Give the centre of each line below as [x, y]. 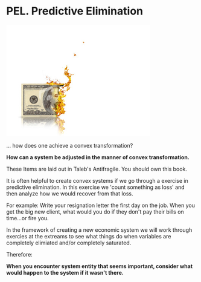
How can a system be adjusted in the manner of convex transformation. [98, 157]
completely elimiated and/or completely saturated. [69, 243]
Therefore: [20, 254]
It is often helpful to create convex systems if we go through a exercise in [97, 180]
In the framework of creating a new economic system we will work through [99, 230]
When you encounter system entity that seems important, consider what [100, 266]
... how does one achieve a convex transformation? [70, 145]
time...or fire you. [28, 218]
